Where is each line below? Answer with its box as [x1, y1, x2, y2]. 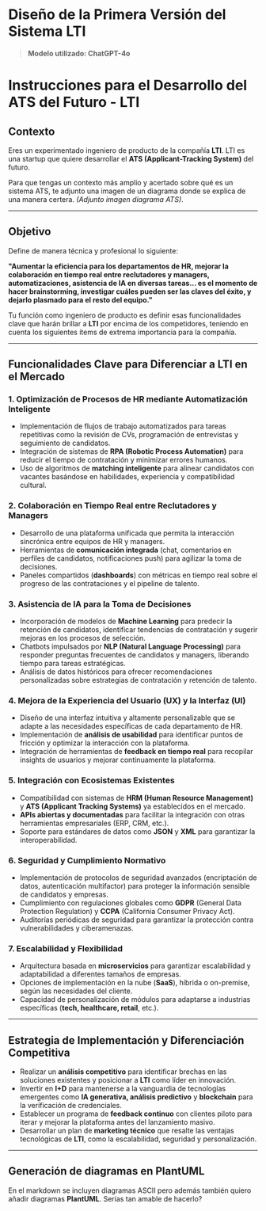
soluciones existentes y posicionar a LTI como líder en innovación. [19, 1076, 237, 1085]
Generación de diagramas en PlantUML [8, 1164, 205, 1178]
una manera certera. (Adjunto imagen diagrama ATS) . [8, 194, 184, 204]
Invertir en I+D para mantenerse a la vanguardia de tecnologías [19, 1083, 226, 1094]
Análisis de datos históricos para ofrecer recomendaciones [19, 667, 213, 676]
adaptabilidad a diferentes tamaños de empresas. [19, 969, 182, 979]
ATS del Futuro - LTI [8, 93, 140, 112]
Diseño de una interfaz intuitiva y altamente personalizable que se [19, 713, 236, 722]
